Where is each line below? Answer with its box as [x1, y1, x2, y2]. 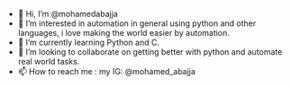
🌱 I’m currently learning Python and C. [17, 37, 160, 47]
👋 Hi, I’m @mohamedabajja [17, 9, 119, 19]
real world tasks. [17, 56, 80, 66]
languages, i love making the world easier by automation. [17, 28, 230, 38]
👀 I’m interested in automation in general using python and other [17, 18, 257, 29]
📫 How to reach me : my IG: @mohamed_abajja [17, 66, 196, 76]
